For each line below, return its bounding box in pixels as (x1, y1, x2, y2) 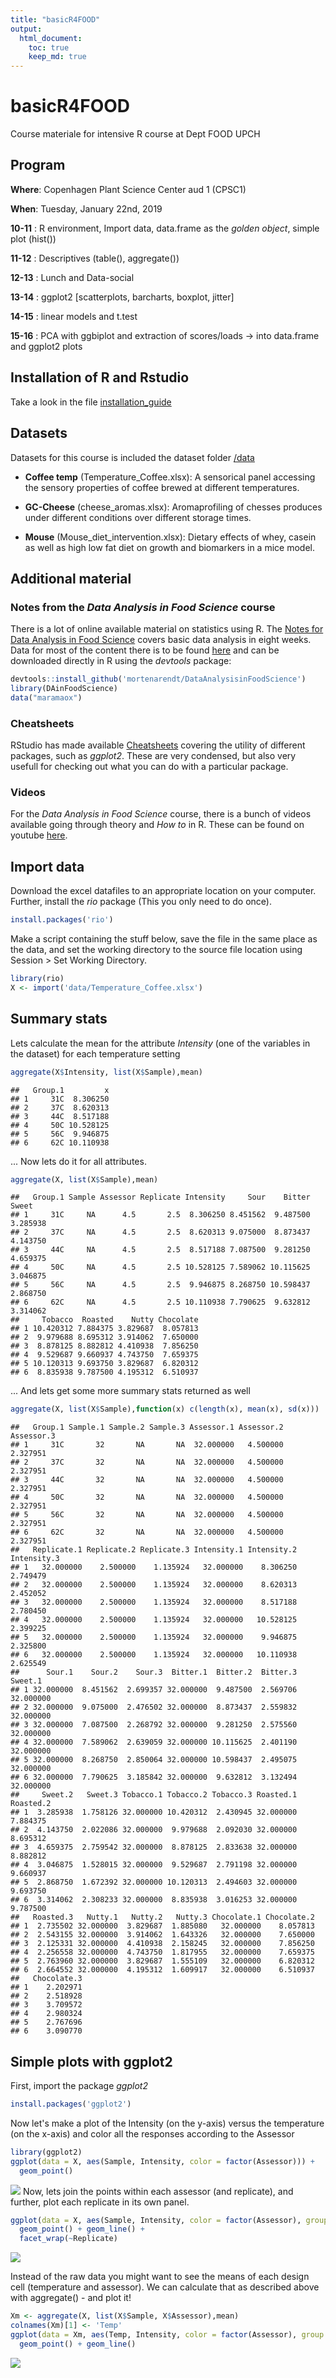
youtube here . (10, 829, 68, 841)
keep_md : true (28, 52, 87, 62)
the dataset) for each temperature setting (10, 1047, 181, 1060)
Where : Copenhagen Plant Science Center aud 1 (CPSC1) (10, 183, 247, 195)
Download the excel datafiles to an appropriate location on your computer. (10, 885, 317, 897)
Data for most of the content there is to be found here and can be (10, 644, 280, 656)
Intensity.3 (10, 1554, 60, 1564)
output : (10, 24, 43, 34)
